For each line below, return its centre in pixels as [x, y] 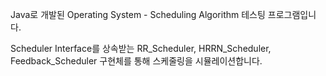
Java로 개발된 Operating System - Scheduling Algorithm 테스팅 [138, 14]
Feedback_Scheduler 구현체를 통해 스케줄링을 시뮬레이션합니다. [136, 61]
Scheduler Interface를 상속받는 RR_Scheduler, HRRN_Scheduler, [141, 48]
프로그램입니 [292, 14]
